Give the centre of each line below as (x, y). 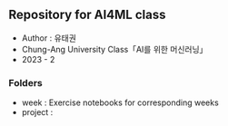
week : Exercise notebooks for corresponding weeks (120, 102)
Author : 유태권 (49, 38)
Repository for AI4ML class (87, 15)
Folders (25, 82)
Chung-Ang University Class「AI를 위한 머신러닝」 (114, 49)
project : (37, 112)
